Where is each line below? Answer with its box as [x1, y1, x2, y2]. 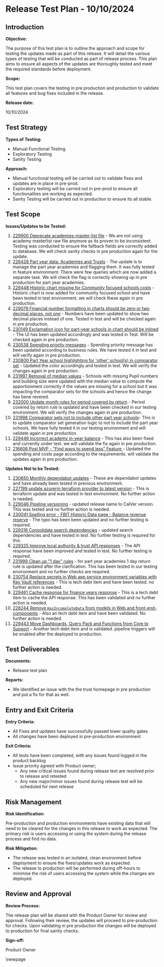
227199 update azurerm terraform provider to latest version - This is [12, 485, 149, 491]
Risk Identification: [5, 811, 45, 817]
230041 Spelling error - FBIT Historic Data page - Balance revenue [12, 511, 146, 517]
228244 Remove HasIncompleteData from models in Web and [12, 605, 135, 611]
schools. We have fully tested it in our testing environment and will [12, 425, 146, 431]
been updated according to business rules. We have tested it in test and [12, 347, 157, 353]
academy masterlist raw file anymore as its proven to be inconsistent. [12, 238, 152, 244]
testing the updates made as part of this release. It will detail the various [5, 50, 150, 56]
